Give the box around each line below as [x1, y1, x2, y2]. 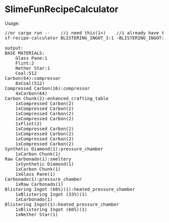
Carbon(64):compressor [5, 75, 61, 81]
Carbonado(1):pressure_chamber [5, 176, 82, 182]
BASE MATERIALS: [5, 50, 45, 56]
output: [5, 45, 24, 51]
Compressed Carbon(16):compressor [5, 85, 90, 91]
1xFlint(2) [15, 121, 42, 127]
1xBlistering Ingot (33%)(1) [15, 191, 88, 197]
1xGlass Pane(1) [15, 171, 56, 177]
